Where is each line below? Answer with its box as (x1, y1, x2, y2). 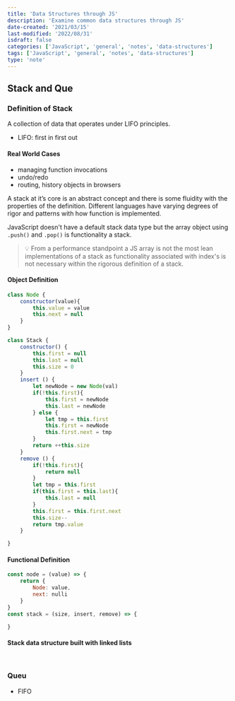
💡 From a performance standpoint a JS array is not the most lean (24, 244, 214, 252)
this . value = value (32, 305, 90, 312)
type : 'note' (7, 57, 46, 64)
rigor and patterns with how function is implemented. (7, 209, 162, 218)
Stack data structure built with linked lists (7, 639, 132, 647)
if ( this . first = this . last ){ (32, 488, 119, 495)
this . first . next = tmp (44, 429, 112, 436)
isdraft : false (7, 37, 52, 44)
